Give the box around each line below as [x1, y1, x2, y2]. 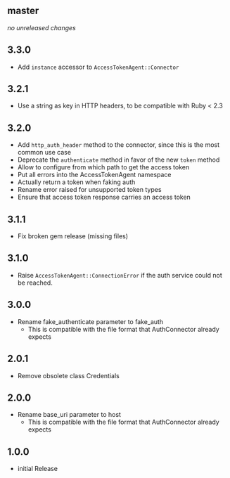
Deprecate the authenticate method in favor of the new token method [17, 155, 220, 164]
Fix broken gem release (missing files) [17, 232, 129, 240]
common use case [17, 148, 72, 157]
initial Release [17, 465, 58, 473]
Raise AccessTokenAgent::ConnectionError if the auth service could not [17, 271, 223, 279]
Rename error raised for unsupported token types [17, 186, 162, 194]
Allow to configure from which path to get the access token [17, 163, 190, 172]
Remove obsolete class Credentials [17, 371, 120, 380]
